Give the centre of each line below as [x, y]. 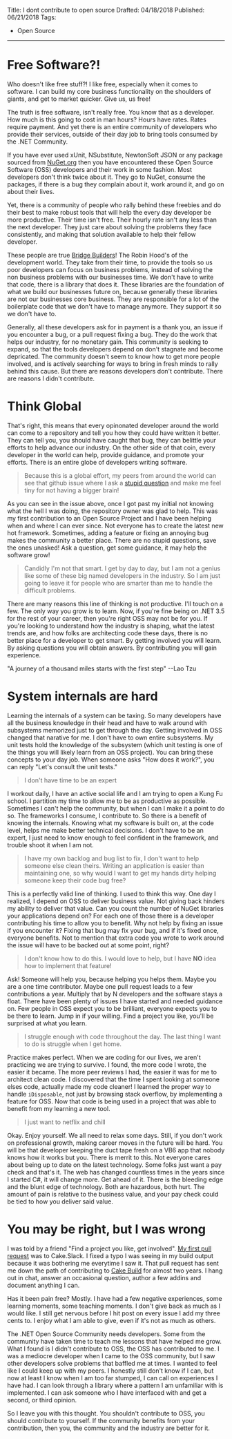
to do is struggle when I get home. [73, 1044]
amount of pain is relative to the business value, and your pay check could [113, 1194]
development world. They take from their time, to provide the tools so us [110, 262]
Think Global [44, 406]
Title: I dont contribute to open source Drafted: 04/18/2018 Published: [106, 10]
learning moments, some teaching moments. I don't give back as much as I [114, 1306]
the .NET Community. [38, 142]
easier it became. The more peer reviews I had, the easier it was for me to [112, 1072]
